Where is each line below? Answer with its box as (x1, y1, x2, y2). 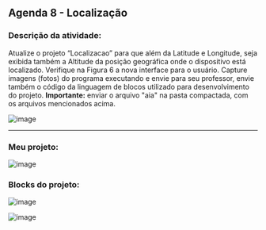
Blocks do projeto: (8, 178, 80, 190)
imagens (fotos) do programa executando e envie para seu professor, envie (8, 73, 255, 82)
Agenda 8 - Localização (8, 6, 128, 20)
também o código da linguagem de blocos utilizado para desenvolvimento (8, 82, 249, 91)
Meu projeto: (8, 141, 59, 152)
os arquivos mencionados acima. (8, 98, 116, 108)
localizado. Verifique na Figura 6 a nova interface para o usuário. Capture (8, 65, 248, 75)
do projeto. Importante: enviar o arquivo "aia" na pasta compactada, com (8, 90, 249, 100)
